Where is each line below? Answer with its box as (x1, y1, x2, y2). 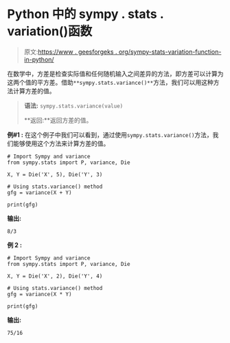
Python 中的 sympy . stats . (7, 6, 164, 22)
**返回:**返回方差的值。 (23, 116, 93, 124)
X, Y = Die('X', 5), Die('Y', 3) (7, 171, 103, 178)
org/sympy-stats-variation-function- (118, 48, 222, 56)
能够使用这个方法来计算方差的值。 (12, 139, 110, 147)
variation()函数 (7, 23, 93, 39)
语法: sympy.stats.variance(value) (23, 101, 124, 110)
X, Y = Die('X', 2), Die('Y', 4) (7, 273, 103, 280)
